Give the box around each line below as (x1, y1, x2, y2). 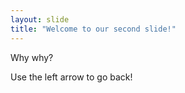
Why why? (10, 51, 54, 63)
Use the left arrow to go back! (10, 71, 133, 83)
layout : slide (10, 14, 70, 25)
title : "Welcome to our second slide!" (10, 24, 177, 34)
